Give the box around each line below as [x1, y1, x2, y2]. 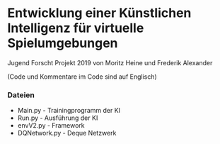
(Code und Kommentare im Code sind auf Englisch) [7, 72, 157, 81]
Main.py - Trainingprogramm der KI [17, 106, 121, 115]
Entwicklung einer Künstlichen [7, 5, 192, 21]
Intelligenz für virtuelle [7, 20, 144, 36]
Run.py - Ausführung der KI [17, 113, 98, 122]
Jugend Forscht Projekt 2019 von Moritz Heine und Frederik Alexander [7, 58, 213, 67]
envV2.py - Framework [17, 121, 85, 130]
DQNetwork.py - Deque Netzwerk [17, 129, 117, 138]
